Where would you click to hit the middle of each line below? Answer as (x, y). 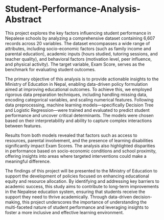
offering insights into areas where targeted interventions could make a (76, 156)
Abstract (23, 19)
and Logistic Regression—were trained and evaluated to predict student (78, 110)
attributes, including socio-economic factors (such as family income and (78, 49)
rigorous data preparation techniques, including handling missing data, (76, 95)
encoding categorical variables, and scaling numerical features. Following (79, 99)
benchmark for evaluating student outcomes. (50, 69)
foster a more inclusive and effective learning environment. (64, 212)
